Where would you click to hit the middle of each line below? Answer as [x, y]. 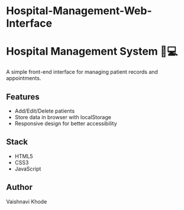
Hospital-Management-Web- [79, 11]
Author [19, 187]
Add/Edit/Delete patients [45, 111]
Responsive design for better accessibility [66, 123]
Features [23, 96]
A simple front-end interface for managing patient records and [82, 72]
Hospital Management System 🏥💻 [92, 52]
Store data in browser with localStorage [63, 117]
